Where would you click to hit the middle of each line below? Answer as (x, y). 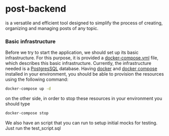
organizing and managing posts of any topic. (52, 28)
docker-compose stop (27, 113)
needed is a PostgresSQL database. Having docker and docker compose (81, 69)
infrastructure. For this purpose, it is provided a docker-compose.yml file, (82, 58)
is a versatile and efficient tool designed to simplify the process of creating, (84, 23)
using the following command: (37, 80)
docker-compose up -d (28, 89)
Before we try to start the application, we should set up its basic (72, 53)
